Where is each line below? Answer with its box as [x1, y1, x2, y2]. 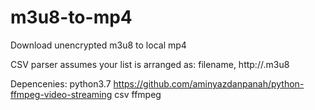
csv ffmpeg [114, 88, 162, 100]
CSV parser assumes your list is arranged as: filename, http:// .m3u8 [10, 58, 290, 70]
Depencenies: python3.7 [10, 77, 112, 90]
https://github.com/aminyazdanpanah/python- [113, 77, 305, 90]
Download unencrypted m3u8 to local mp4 [10, 39, 187, 51]
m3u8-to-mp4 [10, 6, 133, 29]
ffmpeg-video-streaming [10, 88, 113, 100]
